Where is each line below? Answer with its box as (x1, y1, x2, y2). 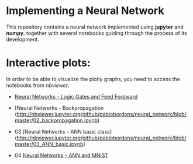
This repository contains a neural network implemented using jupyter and (6, 23, 184, 30)
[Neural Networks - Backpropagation (14, 104, 104, 111)
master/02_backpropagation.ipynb (14, 117, 98, 124)
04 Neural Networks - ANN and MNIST (14, 152, 109, 159)
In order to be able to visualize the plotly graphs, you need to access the (6, 75, 180, 82)
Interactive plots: (6, 57, 91, 69)
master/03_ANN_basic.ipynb (14, 140, 84, 147)
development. (6, 36, 39, 43)
